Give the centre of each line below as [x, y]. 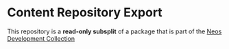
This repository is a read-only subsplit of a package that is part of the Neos [114, 31]
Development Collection [41, 38]
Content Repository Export [85, 13]
